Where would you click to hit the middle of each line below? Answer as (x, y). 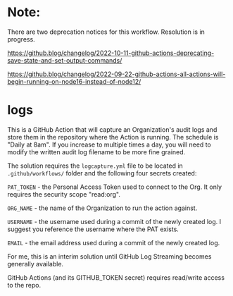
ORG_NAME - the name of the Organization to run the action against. (102, 208)
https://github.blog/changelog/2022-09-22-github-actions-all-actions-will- (116, 74)
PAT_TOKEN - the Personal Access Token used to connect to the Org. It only (115, 187)
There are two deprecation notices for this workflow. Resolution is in (106, 32)
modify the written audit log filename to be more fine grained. (96, 152)
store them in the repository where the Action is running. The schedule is (113, 137)
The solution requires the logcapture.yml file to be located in (95, 166)
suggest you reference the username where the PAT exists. (93, 229)
